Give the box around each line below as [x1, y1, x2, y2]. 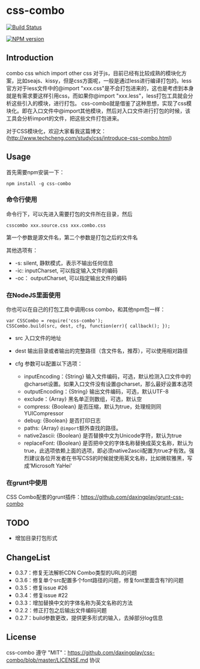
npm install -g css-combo [6, 180, 71, 187]
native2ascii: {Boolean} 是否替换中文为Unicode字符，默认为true [23, 432, 182, 439]
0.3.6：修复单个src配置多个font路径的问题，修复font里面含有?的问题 [14, 577, 184, 584]
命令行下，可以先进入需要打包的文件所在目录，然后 [6, 210, 133, 218]
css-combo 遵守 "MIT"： [6, 649, 68, 656]
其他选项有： [6, 247, 38, 254]
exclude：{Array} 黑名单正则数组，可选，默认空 [23, 395, 142, 403]
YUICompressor [23, 410, 64, 417]
